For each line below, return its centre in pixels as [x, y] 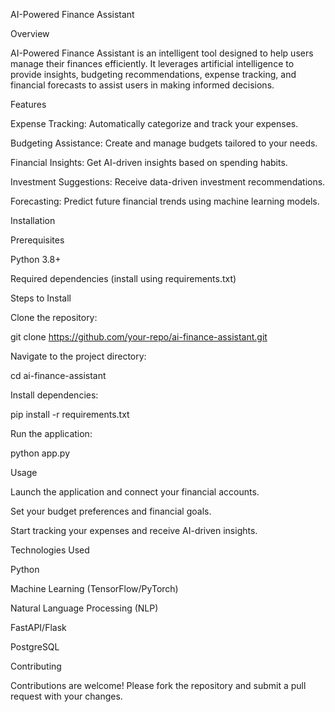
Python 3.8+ [36, 259]
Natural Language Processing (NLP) [84, 608]
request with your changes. [66, 696]
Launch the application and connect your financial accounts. [135, 492]
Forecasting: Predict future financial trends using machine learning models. [165, 201]
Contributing [36, 666]
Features [28, 104]
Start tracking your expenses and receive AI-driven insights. [134, 530]
